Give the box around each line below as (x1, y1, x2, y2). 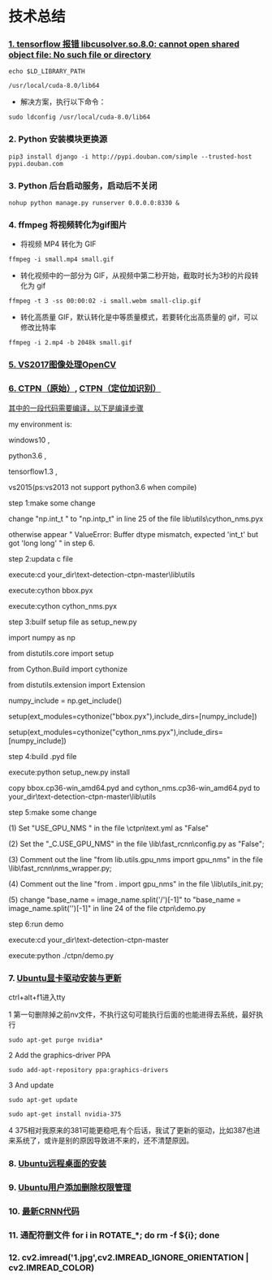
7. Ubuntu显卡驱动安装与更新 (8, 972, 122, 983)
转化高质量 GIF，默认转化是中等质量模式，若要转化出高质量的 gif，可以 (19, 312, 258, 322)
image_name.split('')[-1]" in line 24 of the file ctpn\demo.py (8, 903, 206, 913)
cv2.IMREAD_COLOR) (8, 1261, 95, 1273)
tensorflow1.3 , (8, 466, 58, 476)
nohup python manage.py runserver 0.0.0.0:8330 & (8, 199, 180, 207)
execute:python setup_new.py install (8, 767, 131, 777)
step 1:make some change (8, 497, 96, 508)
